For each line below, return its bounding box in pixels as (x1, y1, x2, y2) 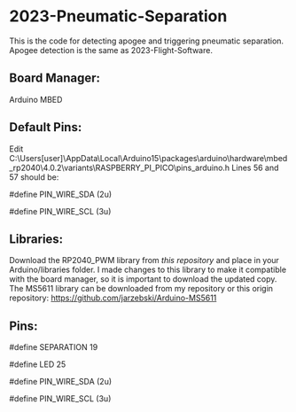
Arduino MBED (9, 94, 63, 105)
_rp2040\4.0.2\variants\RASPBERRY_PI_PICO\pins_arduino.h (9, 162, 230, 173)
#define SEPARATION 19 (9, 342, 98, 353)
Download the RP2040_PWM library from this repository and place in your (9, 255, 279, 266)
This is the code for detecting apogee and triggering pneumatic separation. (9, 35, 284, 46)
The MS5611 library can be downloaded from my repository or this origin (9, 284, 273, 294)
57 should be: (9, 171, 59, 183)
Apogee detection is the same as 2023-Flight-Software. (9, 44, 213, 55)
